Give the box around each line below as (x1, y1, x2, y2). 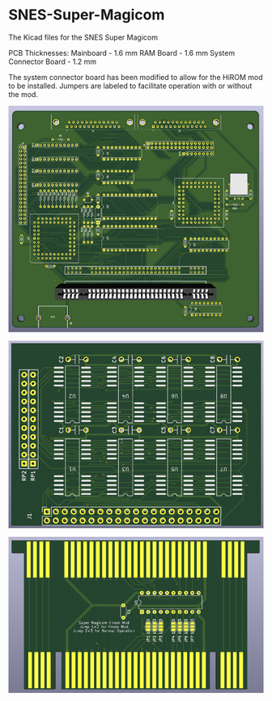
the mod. (8, 89, 39, 99)
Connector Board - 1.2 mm (8, 57, 97, 66)
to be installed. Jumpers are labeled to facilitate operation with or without (8, 81, 253, 91)
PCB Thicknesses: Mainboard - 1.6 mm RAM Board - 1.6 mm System (8, 48, 236, 57)
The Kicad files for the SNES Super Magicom (8, 32, 158, 42)
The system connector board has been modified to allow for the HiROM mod (8, 72, 263, 82)
